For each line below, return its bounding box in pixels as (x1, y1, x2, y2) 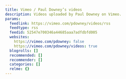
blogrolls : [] (9, 48, 38, 53)
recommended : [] (9, 53, 43, 58)
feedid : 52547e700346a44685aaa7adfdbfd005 (9, 30, 98, 35)
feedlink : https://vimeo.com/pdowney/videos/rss (9, 21, 111, 26)
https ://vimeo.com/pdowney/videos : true (14, 44, 98, 49)
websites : (9, 35, 29, 40)
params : (5, 16, 21, 21)
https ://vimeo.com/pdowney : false (14, 39, 84, 44)
